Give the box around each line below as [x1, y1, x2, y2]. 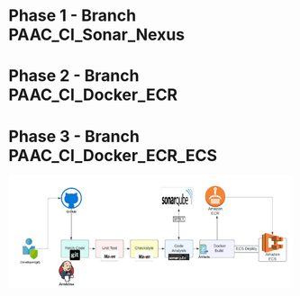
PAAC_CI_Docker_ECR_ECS [8, 145, 218, 166]
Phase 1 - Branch [8, 5, 137, 26]
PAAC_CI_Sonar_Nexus [8, 24, 186, 45]
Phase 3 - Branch [8, 126, 141, 147]
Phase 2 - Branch [8, 66, 140, 86]
